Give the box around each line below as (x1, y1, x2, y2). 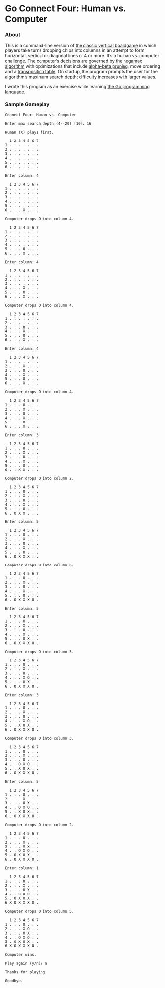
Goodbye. (5, 978, 23, 983)
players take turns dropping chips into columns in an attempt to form (5, 47, 145, 53)
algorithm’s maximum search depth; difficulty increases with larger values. (5, 74, 157, 80)
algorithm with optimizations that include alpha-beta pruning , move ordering (5, 63, 161, 69)
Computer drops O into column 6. (5, 563, 74, 567)
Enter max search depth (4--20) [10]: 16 (5, 121, 92, 126)
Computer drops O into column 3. (5, 736, 74, 741)
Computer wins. (5, 952, 37, 957)
